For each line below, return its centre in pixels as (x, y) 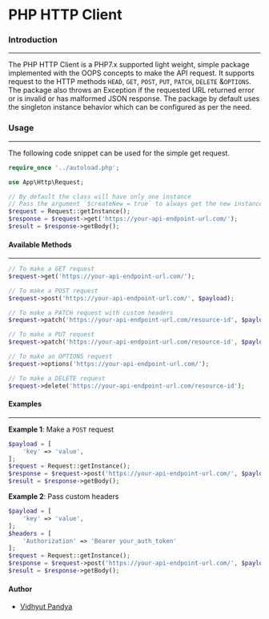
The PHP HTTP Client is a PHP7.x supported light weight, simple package (129, 65)
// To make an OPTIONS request (60, 357)
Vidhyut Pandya (46, 607)
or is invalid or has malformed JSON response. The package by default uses (134, 98)
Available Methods (40, 244)
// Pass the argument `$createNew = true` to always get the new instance (136, 204)
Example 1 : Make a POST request (61, 429)
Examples (25, 404)
